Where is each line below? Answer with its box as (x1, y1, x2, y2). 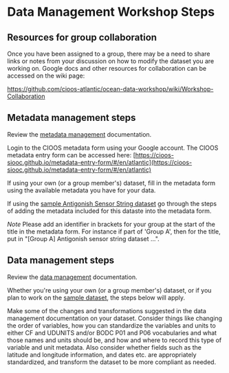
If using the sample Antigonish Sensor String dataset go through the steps (7, 199, 217, 207)
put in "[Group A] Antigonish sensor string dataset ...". (7, 234, 160, 242)
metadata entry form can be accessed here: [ (7, 150, 136, 159)
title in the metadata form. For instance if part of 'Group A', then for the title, (7, 227, 221, 236)
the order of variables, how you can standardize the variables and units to (7, 321, 217, 330)
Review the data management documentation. (7, 273, 138, 281)
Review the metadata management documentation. (7, 130, 152, 138)
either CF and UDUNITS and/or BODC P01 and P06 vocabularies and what (7, 328, 217, 337)
